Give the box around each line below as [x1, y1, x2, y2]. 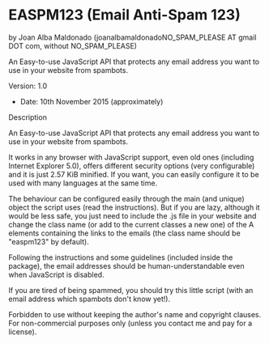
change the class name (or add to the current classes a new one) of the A [8, 219, 254, 229]
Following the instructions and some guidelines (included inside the [8, 253, 233, 262]
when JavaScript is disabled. [8, 270, 105, 279]
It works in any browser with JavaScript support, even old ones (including [8, 152, 254, 162]
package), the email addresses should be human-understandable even [8, 261, 245, 270]
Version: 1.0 [8, 81, 48, 91]
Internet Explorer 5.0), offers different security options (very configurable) [8, 160, 255, 171]
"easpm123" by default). [8, 236, 89, 246]
